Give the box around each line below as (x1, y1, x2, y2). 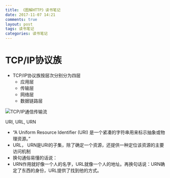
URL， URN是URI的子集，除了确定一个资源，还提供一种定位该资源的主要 (12, 142, 164, 148)
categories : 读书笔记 (5, 31, 48, 36)
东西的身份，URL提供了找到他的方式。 (21, 167, 102, 173)
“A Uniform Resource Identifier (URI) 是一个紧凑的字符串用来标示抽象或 (12, 129, 161, 135)
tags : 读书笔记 (5, 26, 35, 32)
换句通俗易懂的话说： (12, 155, 57, 161)
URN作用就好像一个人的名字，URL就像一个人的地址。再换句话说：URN (12, 161, 161, 167)
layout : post (5, 21, 33, 27)
